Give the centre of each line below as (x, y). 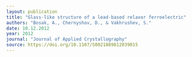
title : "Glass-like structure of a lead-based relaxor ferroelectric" (96, 17)
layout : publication (32, 12)
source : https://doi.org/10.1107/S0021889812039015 (72, 45)
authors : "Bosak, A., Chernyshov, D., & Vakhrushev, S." (79, 23)
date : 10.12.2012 (28, 28)
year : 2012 (20, 34)
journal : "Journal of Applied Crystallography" (67, 39)
